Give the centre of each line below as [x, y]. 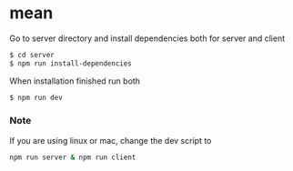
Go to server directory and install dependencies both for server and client [147, 38]
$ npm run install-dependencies [71, 63]
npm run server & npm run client [73, 157]
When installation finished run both [75, 81]
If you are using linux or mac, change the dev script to [111, 140]
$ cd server [32, 55]
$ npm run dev [36, 97]
